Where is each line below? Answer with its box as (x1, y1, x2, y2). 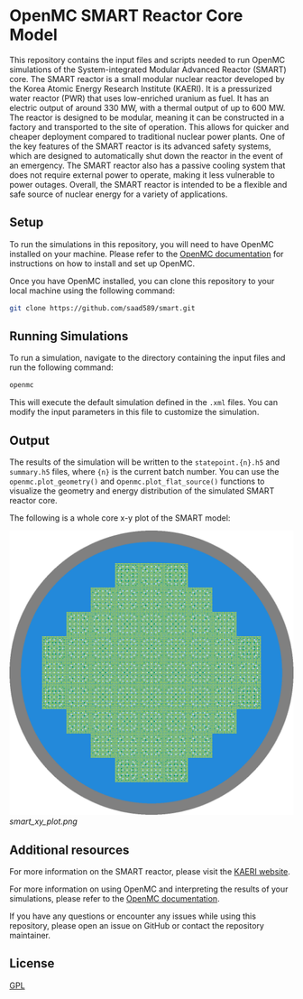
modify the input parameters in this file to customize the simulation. (9, 407, 260, 418)
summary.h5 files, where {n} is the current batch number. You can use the (9, 467, 280, 477)
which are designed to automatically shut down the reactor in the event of (9, 150, 284, 161)
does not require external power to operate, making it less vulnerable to (9, 169, 275, 180)
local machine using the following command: (9, 285, 176, 296)
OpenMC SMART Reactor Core (9, 5, 243, 26)
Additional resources (9, 842, 130, 857)
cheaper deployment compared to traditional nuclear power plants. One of (9, 131, 286, 142)
